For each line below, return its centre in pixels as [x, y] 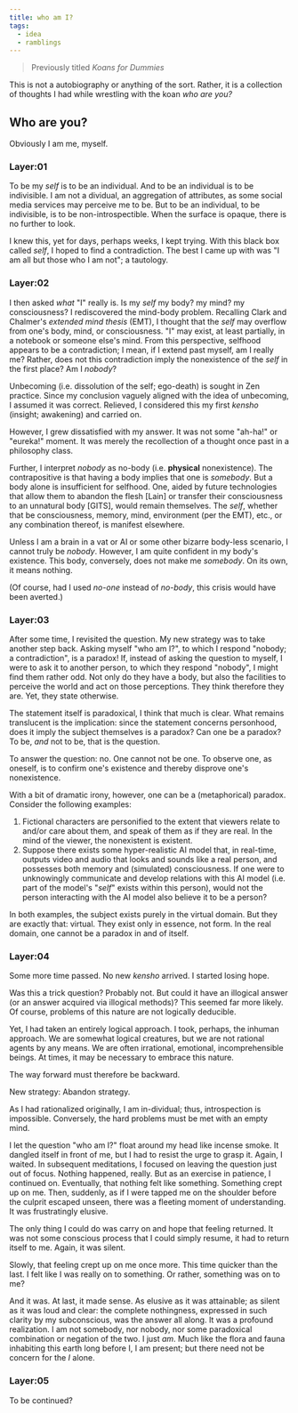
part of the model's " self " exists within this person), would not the [143, 887]
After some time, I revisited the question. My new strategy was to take [137, 639]
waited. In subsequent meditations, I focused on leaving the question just [143, 1164]
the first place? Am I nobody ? [63, 368]
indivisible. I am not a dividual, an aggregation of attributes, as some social [146, 196]
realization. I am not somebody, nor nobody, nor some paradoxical [131, 1329]
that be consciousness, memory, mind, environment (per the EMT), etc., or [146, 515]
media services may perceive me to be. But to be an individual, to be [135, 205]
